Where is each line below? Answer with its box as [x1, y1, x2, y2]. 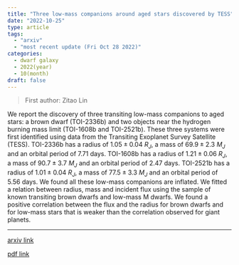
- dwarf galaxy [14, 57, 59, 64]
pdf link [7, 249, 30, 258]
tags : [7, 30, 23, 38]
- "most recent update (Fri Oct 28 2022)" [14, 43, 142, 51]
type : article [7, 24, 50, 31]
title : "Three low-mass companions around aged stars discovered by [7, 10, 215, 18]
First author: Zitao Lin [24, 96, 87, 105]
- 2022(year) [14, 63, 53, 71]
